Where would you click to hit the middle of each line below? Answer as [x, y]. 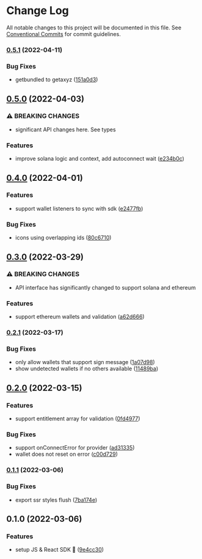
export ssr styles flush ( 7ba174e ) [56, 500]
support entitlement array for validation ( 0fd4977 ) [78, 418]
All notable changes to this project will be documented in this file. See [94, 27]
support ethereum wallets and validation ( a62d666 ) [80, 317]
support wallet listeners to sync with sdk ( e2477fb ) [79, 208]
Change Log [38, 11]
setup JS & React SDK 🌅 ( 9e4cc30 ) [60, 550]
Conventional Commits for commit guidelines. [63, 34]
